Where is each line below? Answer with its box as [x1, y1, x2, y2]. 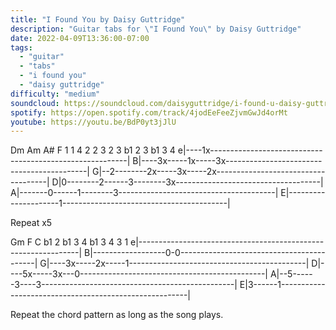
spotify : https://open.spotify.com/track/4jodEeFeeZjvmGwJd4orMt [10, 107, 288, 118]
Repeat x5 [10, 217, 53, 229]
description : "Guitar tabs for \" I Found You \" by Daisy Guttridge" [10, 24, 302, 34]
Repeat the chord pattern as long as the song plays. [10, 309, 224, 321]
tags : [10, 42, 33, 53]
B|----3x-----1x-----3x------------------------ [132, 155, 323, 167]
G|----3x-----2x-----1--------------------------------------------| [39, 257, 310, 270]
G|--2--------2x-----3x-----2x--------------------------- [91, 166, 326, 178]
